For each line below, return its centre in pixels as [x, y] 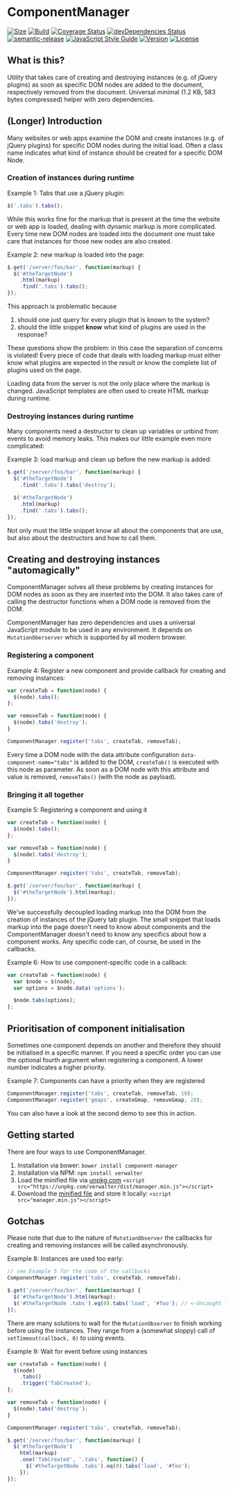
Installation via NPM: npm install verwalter [80, 1173]
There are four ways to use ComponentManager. [77, 1152]
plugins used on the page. [44, 370]
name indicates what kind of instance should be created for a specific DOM [115, 153]
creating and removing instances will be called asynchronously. [98, 1245]
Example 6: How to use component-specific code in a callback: [98, 962]
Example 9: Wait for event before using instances [77, 1351]
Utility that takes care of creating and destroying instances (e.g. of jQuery [112, 77]
